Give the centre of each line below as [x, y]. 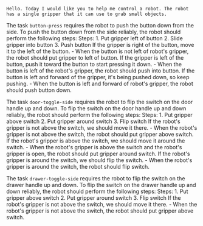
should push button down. [39, 90]
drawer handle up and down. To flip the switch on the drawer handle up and [101, 185]
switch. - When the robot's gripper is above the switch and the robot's [94, 147]
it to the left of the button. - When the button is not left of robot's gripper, [98, 51]
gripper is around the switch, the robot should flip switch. [78, 167]
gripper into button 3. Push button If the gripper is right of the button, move [100, 45]
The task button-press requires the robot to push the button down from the [100, 25]
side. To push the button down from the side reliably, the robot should [94, 32]
